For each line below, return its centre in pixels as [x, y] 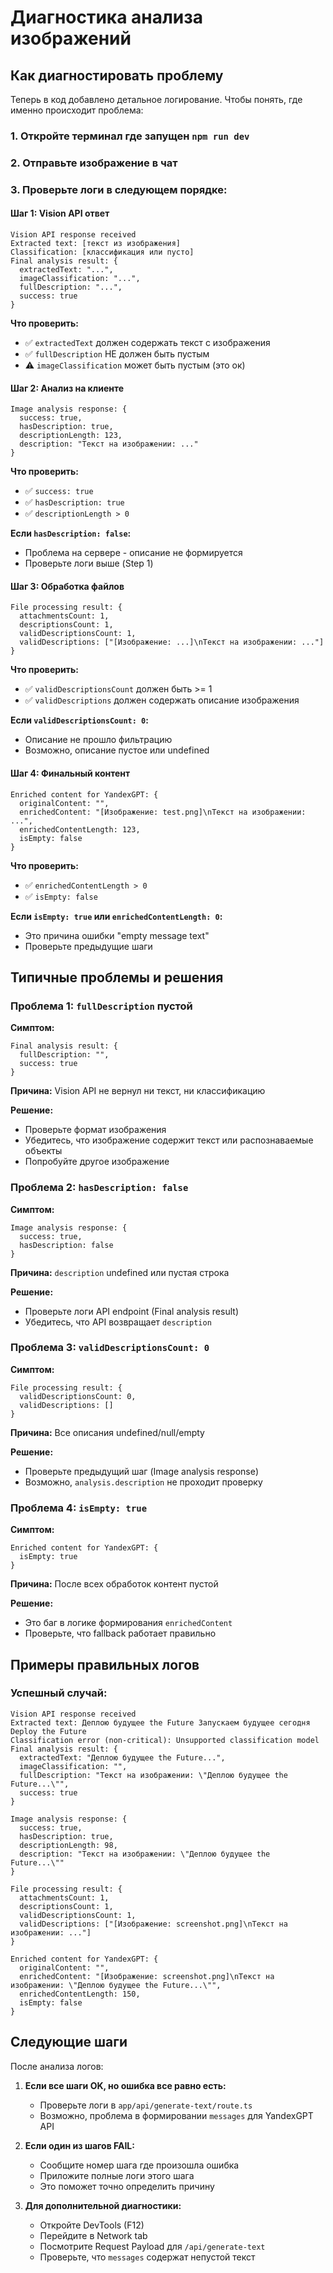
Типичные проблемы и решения [117, 977]
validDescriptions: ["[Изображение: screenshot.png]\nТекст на [153, 1924]
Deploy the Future [48, 1731]
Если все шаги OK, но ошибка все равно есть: [125, 2085]
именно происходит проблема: [77, 110]
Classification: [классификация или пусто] [102, 252]
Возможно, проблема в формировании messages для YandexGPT [176, 2115]
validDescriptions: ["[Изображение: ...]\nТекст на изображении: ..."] [172, 642]
